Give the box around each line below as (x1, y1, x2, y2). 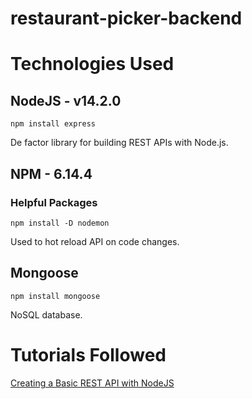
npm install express (10, 119, 97, 129)
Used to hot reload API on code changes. (10, 235, 180, 247)
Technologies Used (10, 53, 175, 76)
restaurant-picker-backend (10, 7, 243, 30)
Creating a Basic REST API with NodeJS (10, 377, 175, 389)
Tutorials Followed (10, 343, 167, 366)
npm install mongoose (10, 291, 101, 301)
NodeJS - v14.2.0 (10, 92, 122, 109)
